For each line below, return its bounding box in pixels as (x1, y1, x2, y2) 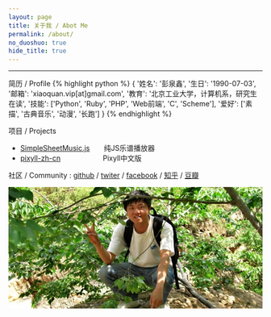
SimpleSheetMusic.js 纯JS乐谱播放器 (19, 144, 156, 153)
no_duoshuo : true (8, 39, 67, 47)
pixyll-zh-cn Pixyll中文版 (19, 153, 142, 163)
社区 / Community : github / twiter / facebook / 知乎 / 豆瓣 (8, 170, 199, 181)
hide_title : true (8, 47, 67, 56)
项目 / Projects (8, 126, 56, 136)
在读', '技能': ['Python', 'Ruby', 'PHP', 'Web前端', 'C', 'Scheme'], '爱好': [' (8, 99, 246, 109)
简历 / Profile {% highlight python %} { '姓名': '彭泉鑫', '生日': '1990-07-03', (8, 79, 256, 89)
